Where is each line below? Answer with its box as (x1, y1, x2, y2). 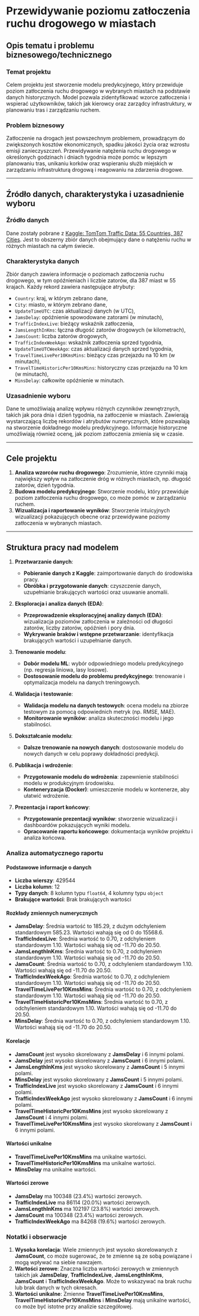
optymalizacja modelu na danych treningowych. (23, 679, 141, 686)
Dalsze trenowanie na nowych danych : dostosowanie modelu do (23, 744, 184, 751)
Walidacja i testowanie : (14, 691, 73, 698)
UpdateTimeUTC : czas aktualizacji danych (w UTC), (14, 307, 136, 314)
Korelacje (6, 1037, 31, 1044)
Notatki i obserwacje (6, 1232, 67, 1241)
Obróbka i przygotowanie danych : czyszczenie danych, (23, 583, 162, 590)
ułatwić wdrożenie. (23, 792, 70, 799)
